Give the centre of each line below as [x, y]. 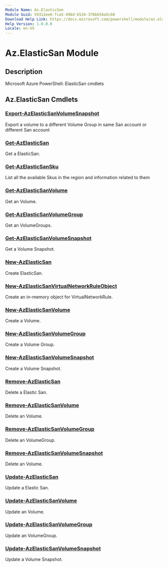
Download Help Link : [27, 19]
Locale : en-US [20, 29]
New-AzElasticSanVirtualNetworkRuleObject [61, 286]
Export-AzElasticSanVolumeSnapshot [52, 114]
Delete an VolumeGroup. [30, 440]
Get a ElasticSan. [23, 154]
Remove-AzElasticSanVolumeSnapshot [54, 453]
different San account [27, 130]
